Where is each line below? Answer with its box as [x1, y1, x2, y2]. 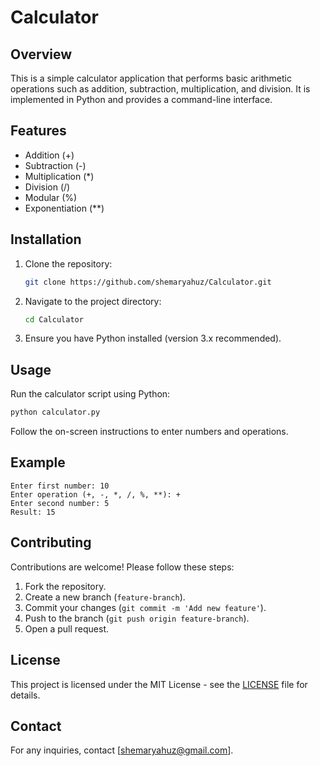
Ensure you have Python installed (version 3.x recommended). [24, 332, 282, 345]
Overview [10, 46, 73, 63]
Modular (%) [24, 191, 78, 203]
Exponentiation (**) [24, 202, 105, 214]
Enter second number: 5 [10, 498, 110, 508]
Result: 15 [10, 507, 56, 517]
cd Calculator [24, 314, 84, 325]
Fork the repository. [24, 580, 107, 592]
